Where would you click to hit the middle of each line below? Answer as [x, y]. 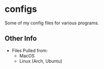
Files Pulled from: [30, 50]
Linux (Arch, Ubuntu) [41, 61]
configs [21, 9]
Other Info [21, 38]
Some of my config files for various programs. [52, 23]
